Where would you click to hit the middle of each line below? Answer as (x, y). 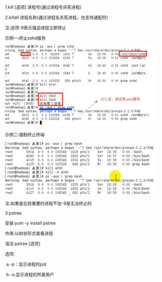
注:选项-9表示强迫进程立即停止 (36, 28)
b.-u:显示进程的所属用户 (30, 274)
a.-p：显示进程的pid (26, 264)
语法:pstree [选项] (23, 243)
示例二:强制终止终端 (25, 134)
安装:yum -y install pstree (30, 223)
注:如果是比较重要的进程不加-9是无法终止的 (49, 203)
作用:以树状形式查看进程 (29, 233)
